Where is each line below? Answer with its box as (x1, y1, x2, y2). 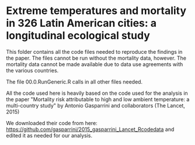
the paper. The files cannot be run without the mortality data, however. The (6, 54, 187, 61)
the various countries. (6, 67, 59, 74)
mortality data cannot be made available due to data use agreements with (6, 60, 183, 68)
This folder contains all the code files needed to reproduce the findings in (6, 48, 183, 55)
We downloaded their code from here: (6, 119, 97, 126)
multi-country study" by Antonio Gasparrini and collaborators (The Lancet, (6, 102, 186, 109)
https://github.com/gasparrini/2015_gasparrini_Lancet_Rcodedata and (6, 126, 175, 133)
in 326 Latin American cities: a (6, 16, 156, 30)
